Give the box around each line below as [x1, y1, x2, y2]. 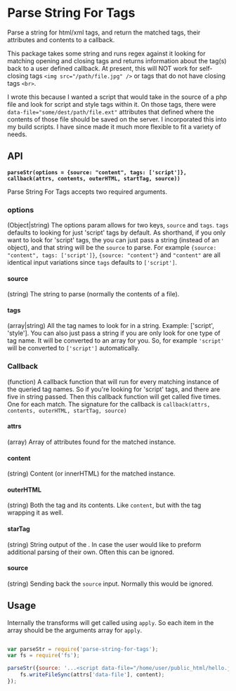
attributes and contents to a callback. [7, 35, 115, 44]
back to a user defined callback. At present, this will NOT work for [7, 64, 198, 72]
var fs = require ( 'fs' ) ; [7, 652, 80, 659]
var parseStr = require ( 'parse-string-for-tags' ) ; [7, 645, 159, 652]
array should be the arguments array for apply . [7, 626, 143, 634]
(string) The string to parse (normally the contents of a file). [7, 290, 180, 298]
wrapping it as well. [7, 508, 64, 517]
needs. [7, 130, 27, 138]
